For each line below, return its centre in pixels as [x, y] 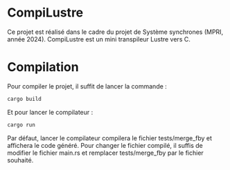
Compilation [43, 67]
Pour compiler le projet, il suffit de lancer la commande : [87, 86]
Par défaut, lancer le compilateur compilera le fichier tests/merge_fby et [110, 138]
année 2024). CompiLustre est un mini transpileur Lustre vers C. [99, 39]
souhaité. [20, 160]
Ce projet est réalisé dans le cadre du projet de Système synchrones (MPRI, [115, 32]
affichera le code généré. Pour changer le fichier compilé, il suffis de [105, 145]
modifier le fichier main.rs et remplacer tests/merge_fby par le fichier [106, 153]
